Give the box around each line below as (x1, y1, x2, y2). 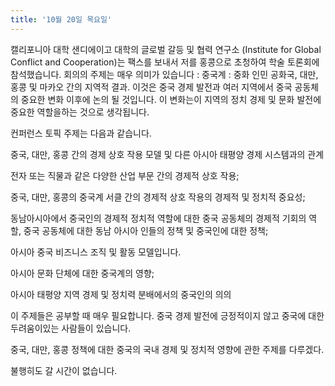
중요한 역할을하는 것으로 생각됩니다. (10, 106, 150, 118)
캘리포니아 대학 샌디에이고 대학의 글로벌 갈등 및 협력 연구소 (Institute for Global (10, 43, 322, 55)
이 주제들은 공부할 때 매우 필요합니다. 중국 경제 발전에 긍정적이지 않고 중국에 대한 (10, 309, 325, 321)
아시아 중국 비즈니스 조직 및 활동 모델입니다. (10, 246, 182, 258)
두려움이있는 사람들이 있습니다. (10, 322, 132, 334)
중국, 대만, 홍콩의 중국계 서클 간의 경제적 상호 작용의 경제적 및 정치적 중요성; (10, 191, 306, 203)
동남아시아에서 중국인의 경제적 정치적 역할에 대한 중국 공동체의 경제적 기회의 (10, 212, 307, 224)
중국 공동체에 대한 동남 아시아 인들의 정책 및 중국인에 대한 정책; (23, 224, 269, 236)
